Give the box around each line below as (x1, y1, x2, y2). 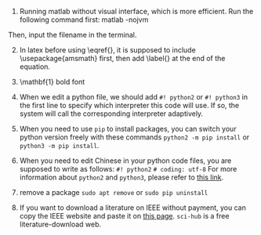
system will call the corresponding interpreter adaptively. (19, 109, 204, 118)
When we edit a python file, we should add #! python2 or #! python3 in (19, 92, 248, 101)
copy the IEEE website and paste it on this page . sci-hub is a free (19, 211, 230, 220)
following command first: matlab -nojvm (19, 15, 149, 24)
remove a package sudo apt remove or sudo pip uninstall (19, 188, 208, 197)
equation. (19, 62, 51, 71)
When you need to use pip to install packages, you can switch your (19, 125, 237, 133)
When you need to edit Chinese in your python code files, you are (19, 156, 232, 165)
